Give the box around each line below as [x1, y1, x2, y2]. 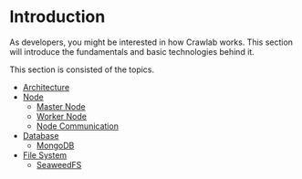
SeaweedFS [36, 159, 82, 170]
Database [22, 130, 59, 141]
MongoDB [36, 140, 75, 151]
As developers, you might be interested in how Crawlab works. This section [9, 37, 294, 47]
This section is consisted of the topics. [9, 64, 155, 75]
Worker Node [36, 111, 87, 121]
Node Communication [36, 121, 119, 132]
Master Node [36, 100, 86, 111]
